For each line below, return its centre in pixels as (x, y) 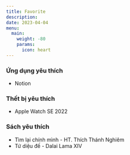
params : (26, 45)
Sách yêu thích (28, 127)
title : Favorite (26, 11)
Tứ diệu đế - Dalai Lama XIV (48, 146)
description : (22, 17)
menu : (13, 28)
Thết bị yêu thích (31, 98)
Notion (23, 84)
